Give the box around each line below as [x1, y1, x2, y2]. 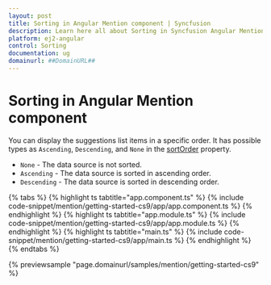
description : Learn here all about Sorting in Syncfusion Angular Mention [8, 27, 265, 35]
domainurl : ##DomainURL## [8, 57, 95, 65]
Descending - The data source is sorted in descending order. [19, 177, 219, 187]
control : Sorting [8, 42, 67, 50]
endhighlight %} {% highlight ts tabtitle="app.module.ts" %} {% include [8, 209, 246, 219]
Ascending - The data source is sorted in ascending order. [19, 168, 211, 178]
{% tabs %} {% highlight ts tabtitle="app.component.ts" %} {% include [8, 192, 244, 202]
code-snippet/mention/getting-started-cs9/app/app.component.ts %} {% [8, 201, 252, 211]
